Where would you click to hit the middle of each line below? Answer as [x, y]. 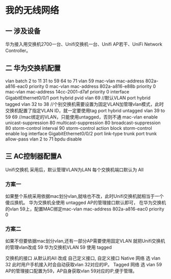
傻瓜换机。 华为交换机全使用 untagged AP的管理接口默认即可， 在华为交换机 [86, 202]
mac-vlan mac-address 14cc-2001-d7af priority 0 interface [67, 91]
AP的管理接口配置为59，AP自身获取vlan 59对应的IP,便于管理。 [71, 271]
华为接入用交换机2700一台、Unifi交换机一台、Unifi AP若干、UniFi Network [84, 44]
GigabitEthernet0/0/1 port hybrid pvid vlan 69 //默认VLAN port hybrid [78, 98]
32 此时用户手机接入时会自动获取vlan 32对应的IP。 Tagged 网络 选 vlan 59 [84, 265]
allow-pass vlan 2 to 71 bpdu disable [44, 139]
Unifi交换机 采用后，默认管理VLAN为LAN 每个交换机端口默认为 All [75, 170]
